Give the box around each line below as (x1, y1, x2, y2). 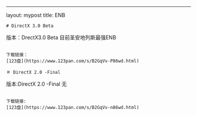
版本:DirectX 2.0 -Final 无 (6, 80, 67, 87)
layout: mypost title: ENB (6, 12, 66, 18)
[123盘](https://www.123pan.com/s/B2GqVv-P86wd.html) (6, 58, 140, 64)
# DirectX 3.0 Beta (6, 23, 54, 29)
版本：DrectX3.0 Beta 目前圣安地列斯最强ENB (6, 34, 116, 41)
